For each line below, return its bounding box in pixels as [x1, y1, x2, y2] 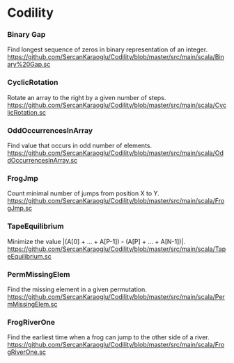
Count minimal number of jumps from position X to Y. [7, 189, 160, 197]
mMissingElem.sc [7, 300, 58, 308]
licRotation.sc [7, 108, 47, 116]
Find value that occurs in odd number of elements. [7, 141, 152, 150]
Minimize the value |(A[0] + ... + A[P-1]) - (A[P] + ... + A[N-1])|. [7, 237, 186, 245]
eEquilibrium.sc [7, 252, 52, 260]
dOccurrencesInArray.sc [7, 156, 78, 165]
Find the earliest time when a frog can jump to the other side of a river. [7, 333, 210, 341]
